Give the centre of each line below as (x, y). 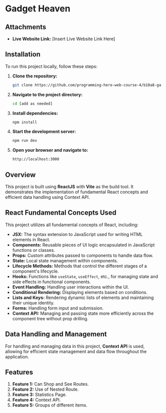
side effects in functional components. (52, 282)
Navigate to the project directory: (47, 94)
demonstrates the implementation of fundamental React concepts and (77, 192)
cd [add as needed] (32, 104)
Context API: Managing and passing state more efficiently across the (83, 313)
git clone (23, 85)
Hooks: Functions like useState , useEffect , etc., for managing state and (85, 276)
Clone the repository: (35, 76)
